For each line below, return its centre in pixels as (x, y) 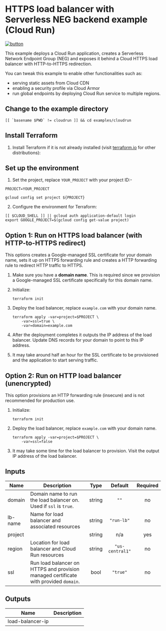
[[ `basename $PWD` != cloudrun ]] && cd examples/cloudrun (68, 120)
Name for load (47, 514)
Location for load (50, 543)
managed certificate (54, 575)
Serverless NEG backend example (76, 20)
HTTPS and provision (55, 569)
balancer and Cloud (53, 549)
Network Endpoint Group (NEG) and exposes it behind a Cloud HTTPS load (82, 58)
